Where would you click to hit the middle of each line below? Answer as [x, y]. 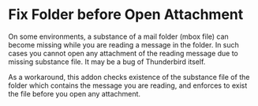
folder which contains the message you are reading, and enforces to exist [128, 85]
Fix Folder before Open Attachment [126, 15]
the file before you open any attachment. [74, 93]
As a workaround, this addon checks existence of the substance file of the [129, 77]
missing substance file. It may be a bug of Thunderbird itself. [107, 62]
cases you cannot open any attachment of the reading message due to [123, 53]
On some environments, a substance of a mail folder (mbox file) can [118, 36]
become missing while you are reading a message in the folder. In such [123, 44]
